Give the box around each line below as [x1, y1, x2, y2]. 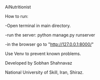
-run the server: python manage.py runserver [5, 32, 96, 38]
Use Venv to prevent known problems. [5, 51, 81, 56]
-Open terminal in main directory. [5, 23, 71, 28]
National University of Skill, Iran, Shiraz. [5, 69, 84, 75]
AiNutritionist [5, 4, 31, 10]
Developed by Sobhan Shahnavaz [5, 60, 72, 66]
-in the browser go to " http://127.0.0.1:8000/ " [5, 41, 94, 47]
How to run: [5, 13, 29, 19]
